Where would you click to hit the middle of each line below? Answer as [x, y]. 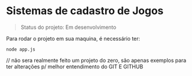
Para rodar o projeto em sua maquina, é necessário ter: [73, 38]
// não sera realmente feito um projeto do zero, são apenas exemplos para [96, 60]
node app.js [21, 49]
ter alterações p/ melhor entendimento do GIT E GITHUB [75, 67]
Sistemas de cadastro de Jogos [85, 11]
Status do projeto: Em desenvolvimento [68, 27]
